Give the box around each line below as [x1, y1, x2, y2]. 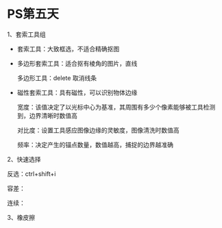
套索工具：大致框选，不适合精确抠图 [16, 45, 120, 53]
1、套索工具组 [7, 30, 46, 38]
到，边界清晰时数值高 [16, 111, 77, 120]
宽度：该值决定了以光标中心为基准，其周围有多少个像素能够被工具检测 [16, 103, 216, 111]
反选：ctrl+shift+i [7, 169, 56, 178]
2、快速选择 [7, 155, 41, 163]
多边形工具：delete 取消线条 [16, 73, 97, 82]
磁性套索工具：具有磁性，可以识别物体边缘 [16, 88, 138, 97]
